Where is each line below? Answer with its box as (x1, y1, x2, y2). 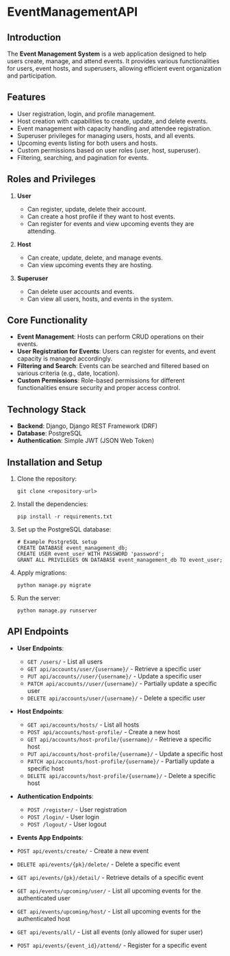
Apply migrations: (16, 569, 67, 577)
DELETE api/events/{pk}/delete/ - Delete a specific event (16, 860, 180, 868)
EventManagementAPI (7, 4, 138, 20)
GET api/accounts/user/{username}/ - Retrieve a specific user (27, 664, 202, 673)
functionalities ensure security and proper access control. (16, 384, 181, 392)
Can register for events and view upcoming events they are (27, 219, 194, 227)
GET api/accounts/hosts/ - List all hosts (27, 720, 140, 729)
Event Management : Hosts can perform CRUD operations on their (16, 332, 204, 341)
